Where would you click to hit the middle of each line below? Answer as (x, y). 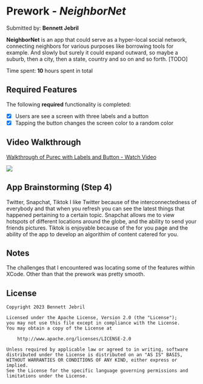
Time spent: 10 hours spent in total (49, 70)
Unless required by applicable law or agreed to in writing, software (97, 349)
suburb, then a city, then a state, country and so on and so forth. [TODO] (97, 59)
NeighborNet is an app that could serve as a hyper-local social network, (97, 39)
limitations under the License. (47, 376)
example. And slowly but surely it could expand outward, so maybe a (92, 52)
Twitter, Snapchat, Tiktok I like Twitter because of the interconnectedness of (101, 202)
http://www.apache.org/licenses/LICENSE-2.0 (74, 339)
